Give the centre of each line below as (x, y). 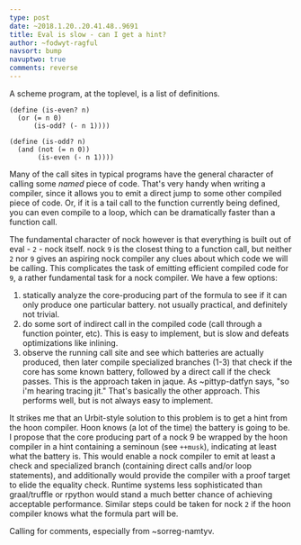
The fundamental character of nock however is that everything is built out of (150, 239)
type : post (30, 18)
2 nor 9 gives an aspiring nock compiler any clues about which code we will (149, 259)
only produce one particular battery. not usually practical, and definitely (155, 304)
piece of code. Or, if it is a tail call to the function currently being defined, (145, 203)
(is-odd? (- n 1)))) (71, 126)
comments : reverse (44, 68)
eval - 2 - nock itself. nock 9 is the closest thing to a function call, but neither (150, 249)
